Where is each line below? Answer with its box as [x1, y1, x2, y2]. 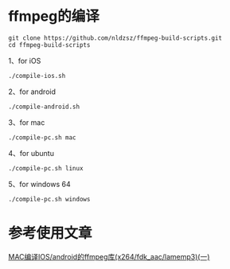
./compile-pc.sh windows [8, 195, 91, 203]
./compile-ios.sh [8, 72, 66, 80]
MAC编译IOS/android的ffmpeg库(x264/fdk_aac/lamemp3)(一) [8, 251, 210, 261]
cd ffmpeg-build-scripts [8, 41, 91, 49]
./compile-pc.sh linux [8, 164, 84, 172]
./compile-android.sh [8, 103, 80, 111]
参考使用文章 [8, 224, 93, 243]
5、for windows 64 [8, 179, 72, 189]
